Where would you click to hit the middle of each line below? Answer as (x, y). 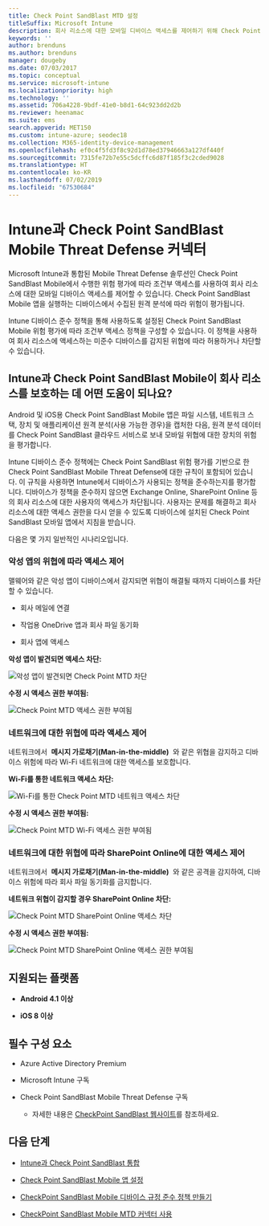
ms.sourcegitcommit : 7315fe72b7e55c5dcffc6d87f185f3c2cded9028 (116, 157)
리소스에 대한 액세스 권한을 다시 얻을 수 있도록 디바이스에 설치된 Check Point (129, 511)
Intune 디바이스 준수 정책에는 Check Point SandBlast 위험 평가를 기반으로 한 (129, 462)
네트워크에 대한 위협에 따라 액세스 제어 (77, 733)
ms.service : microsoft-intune (59, 83)
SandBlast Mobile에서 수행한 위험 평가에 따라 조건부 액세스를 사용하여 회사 (126, 283)
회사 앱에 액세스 (45, 642)
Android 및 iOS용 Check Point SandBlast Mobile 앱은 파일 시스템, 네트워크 (127, 414)
